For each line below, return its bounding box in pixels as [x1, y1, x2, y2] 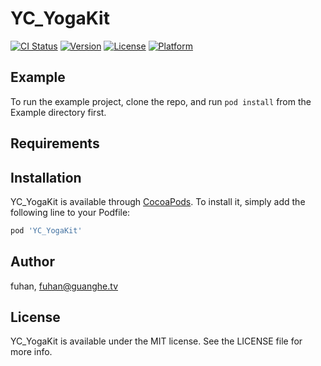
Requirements [10, 135, 100, 152]
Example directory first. [10, 106, 107, 118]
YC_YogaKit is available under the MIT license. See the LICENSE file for [10, 335, 303, 347]
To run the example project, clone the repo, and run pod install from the [10, 95, 312, 107]
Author [10, 253, 55, 271]
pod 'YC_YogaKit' [10, 225, 83, 236]
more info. [10, 346, 53, 358]
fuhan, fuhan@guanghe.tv [10, 280, 119, 292]
